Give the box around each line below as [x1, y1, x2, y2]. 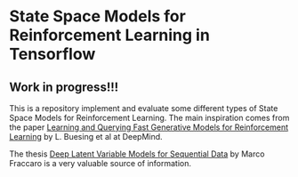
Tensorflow [9, 44, 96, 64]
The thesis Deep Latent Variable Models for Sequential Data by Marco [9, 149, 265, 159]
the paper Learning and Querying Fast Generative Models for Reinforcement [9, 122, 289, 133]
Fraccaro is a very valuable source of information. [9, 158, 191, 168]
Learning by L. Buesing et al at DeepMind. [9, 132, 163, 141]
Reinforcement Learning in [9, 25, 211, 45]
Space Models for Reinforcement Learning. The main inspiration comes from [9, 113, 290, 123]
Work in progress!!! [9, 79, 119, 94]
